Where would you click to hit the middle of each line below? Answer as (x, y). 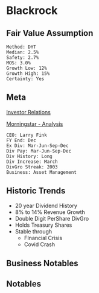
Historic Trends (36, 191)
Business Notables (42, 264)
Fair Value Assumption (50, 33)
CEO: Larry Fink (27, 135)
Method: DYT (21, 47)
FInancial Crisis (43, 238)
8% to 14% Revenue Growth (50, 212)
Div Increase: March (32, 162)
